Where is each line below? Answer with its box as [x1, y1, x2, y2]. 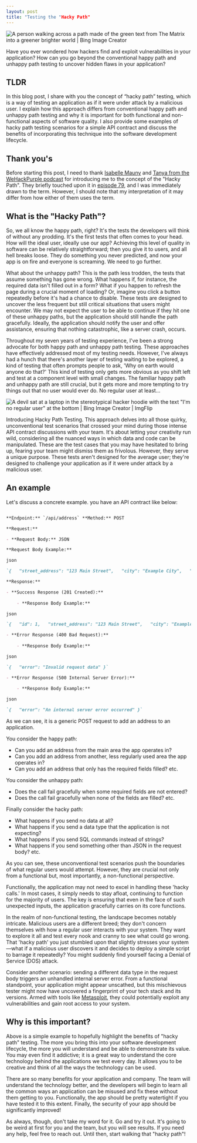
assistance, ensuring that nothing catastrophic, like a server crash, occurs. [6, 326, 186, 333]
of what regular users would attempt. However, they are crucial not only [6, 866, 179, 873]
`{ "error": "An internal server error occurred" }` [6, 707, 143, 713]
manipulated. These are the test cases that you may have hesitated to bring [6, 441, 188, 448]
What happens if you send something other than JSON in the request [14, 842, 182, 849]
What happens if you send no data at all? [14, 817, 114, 824]
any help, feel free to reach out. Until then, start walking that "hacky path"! [6, 1130, 186, 1137]
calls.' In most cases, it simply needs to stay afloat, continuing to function [6, 890, 184, 897]
